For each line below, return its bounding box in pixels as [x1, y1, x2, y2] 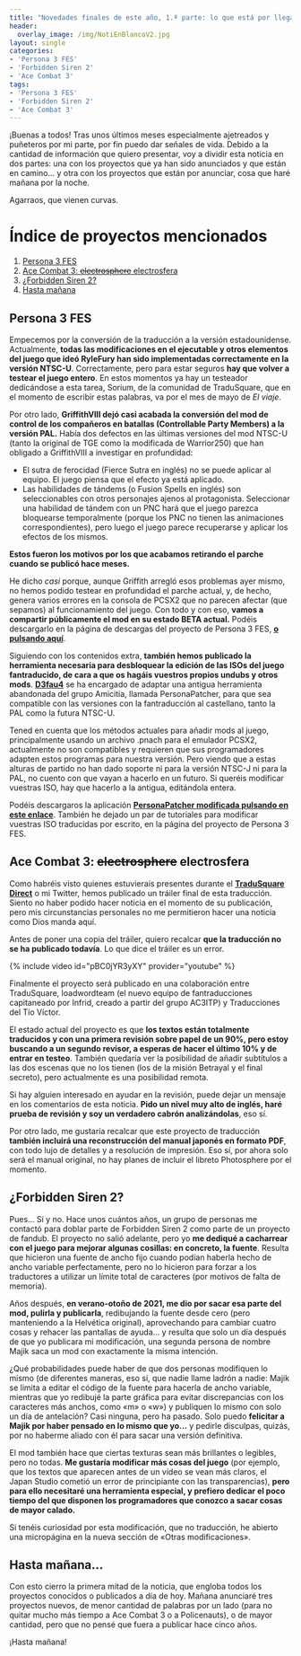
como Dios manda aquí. [9, 916, 97, 927]
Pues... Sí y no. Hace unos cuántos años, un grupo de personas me [9, 1213, 258, 1224]
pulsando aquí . [9, 633, 66, 643]
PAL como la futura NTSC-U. [9, 708, 116, 718]
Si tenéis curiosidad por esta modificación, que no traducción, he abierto [9, 1521, 279, 1532]
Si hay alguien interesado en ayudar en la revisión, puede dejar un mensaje [9, 1088, 287, 1100]
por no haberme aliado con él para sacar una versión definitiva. [9, 1430, 244, 1440]
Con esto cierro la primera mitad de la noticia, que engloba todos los [9, 1581, 262, 1592]
